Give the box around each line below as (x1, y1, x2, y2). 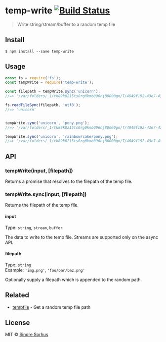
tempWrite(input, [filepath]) (5, 167, 73, 174)
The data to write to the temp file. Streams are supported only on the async (5, 234, 159, 240)
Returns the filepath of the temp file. (5, 202, 79, 208)
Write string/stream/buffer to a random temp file (17, 21, 115, 27)
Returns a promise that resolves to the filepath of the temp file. (5, 178, 132, 184)
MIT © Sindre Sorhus (5, 332, 48, 338)
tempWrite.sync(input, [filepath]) (5, 191, 87, 198)
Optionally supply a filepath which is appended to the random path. (5, 277, 142, 283)
